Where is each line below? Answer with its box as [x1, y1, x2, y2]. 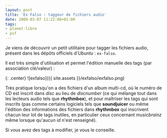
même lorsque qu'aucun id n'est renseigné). [5, 117, 97, 123]
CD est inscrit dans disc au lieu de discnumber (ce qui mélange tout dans [5, 90, 157, 96]
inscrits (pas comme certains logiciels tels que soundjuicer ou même [5, 101, 149, 107]
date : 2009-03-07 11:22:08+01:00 [5, 17, 75, 22]
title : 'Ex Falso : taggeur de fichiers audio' [5, 12, 107, 17]
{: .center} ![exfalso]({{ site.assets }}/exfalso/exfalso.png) [5, 75, 125, 81]
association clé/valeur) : [5, 65, 55, 71]
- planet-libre [5, 26, 37, 31]
